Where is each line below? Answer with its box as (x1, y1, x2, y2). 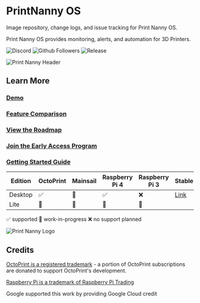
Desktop (9, 191, 33, 199)
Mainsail (71, 177, 97, 185)
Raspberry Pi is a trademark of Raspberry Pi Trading (6, 279, 135, 286)
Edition (11, 177, 32, 185)
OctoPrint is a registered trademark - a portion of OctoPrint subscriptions (6, 261, 186, 268)
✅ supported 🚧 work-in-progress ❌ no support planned (6, 216, 142, 223)
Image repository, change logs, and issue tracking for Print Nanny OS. (6, 24, 177, 31)
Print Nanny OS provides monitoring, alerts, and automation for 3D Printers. (6, 35, 191, 42)
